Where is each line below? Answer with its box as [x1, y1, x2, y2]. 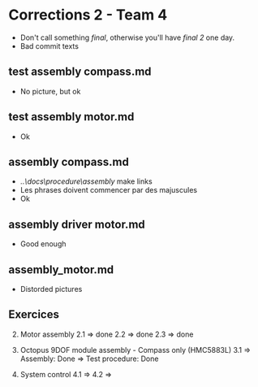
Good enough [19, 239, 67, 249]
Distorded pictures [19, 285, 83, 294]
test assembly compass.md [8, 65, 152, 79]
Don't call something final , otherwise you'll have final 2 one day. [19, 33, 235, 42]
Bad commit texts [19, 41, 80, 50]
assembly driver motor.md [8, 217, 146, 231]
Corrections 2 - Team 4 [8, 6, 168, 24]
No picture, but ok [19, 86, 81, 96]
